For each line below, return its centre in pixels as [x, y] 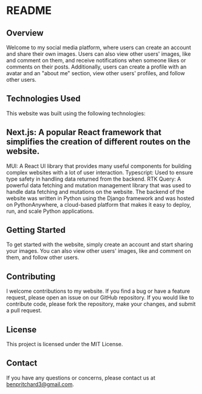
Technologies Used [43, 98]
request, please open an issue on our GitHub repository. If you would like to [100, 298]
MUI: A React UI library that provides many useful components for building [99, 166]
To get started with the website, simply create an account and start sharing [100, 245]
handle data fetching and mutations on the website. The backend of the [95, 192]
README [29, 11]
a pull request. [24, 310]
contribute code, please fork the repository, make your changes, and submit [101, 304]
